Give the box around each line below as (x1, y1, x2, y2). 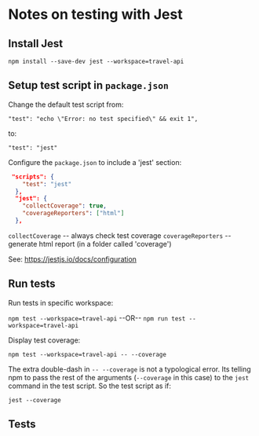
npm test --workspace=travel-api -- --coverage (8, 350, 167, 358)
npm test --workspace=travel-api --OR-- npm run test (8, 313, 186, 323)
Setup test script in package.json (8, 79, 169, 92)
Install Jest (8, 37, 64, 50)
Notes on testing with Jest (8, 5, 183, 24)
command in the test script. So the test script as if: (8, 381, 171, 390)
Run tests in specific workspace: (8, 298, 114, 307)
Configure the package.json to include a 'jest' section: (8, 157, 182, 167)
